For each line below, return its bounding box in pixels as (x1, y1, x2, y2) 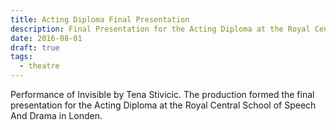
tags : (10, 52, 33, 62)
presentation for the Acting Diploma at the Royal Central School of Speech (10, 99, 317, 111)
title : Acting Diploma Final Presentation (10, 14, 190, 25)
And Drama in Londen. (10, 110, 103, 121)
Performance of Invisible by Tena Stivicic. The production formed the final (10, 89, 315, 100)
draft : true (10, 42, 60, 53)
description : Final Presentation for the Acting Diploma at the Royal (10, 24, 311, 34)
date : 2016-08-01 (10, 33, 83, 43)
